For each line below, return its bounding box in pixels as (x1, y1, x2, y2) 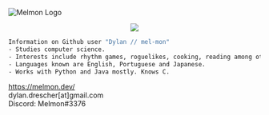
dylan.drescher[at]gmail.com (8, 90, 104, 100)
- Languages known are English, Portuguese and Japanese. (8, 60, 206, 68)
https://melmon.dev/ (8, 82, 75, 92)
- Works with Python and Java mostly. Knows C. (8, 68, 171, 76)
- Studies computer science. (8, 45, 106, 54)
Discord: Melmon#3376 (8, 99, 86, 109)
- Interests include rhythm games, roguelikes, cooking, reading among (8, 53, 252, 61)
